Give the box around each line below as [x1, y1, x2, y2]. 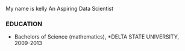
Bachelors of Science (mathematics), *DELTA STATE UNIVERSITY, [14, 33, 179, 40]
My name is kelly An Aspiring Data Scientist [5, 5, 114, 12]
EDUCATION [5, 20, 43, 28]
